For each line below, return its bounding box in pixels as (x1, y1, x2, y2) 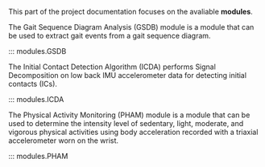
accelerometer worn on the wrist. (8, 136, 119, 145)
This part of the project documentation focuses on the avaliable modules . (8, 7, 254, 16)
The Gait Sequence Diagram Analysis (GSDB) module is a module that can (8, 22, 255, 31)
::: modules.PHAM (8, 152, 68, 161)
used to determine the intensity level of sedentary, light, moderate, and (8, 119, 244, 128)
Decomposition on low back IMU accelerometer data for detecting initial (8, 71, 247, 79)
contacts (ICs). (8, 79, 58, 88)
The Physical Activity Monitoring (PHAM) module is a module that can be (8, 110, 251, 120)
